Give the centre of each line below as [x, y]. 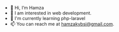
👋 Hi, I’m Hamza [27, 8]
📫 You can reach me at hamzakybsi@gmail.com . [62, 24]
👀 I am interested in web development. [51, 13]
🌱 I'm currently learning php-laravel [48, 18]
